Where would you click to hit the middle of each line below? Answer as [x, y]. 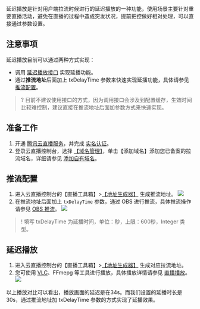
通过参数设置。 [29, 24]
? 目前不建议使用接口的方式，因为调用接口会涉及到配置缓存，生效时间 [106, 99]
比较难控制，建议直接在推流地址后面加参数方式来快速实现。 [94, 107]
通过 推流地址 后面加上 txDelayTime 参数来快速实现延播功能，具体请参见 [102, 80]
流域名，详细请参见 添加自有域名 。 [57, 158]
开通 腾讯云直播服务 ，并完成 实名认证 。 [63, 143]
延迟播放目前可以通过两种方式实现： [51, 60]
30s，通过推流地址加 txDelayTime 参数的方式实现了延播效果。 [82, 300]
